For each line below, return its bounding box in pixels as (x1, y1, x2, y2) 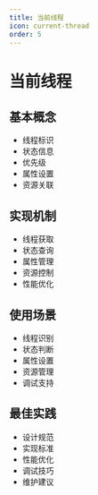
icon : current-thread (9, 21, 90, 30)
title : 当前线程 (9, 13, 64, 22)
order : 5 (9, 30, 42, 38)
